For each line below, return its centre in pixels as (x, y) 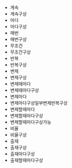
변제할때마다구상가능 (31, 122)
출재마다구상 (23, 154)
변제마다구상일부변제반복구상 (39, 103)
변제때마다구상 (24, 90)
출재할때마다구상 (26, 160)
